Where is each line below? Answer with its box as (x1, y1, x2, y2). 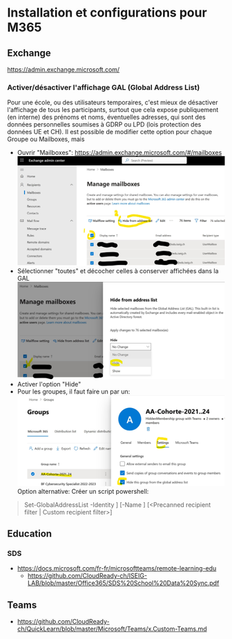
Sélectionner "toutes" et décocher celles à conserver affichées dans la (17, 266, 219, 275)
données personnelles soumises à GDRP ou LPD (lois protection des (7, 120, 202, 129)
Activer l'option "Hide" (17, 380, 81, 389)
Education (7, 528, 52, 540)
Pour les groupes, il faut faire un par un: (17, 387, 130, 396)
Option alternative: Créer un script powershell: (17, 487, 149, 495)
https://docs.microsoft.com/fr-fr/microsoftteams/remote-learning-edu (17, 564, 217, 573)
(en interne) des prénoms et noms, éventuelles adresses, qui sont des (7, 113, 206, 122)
